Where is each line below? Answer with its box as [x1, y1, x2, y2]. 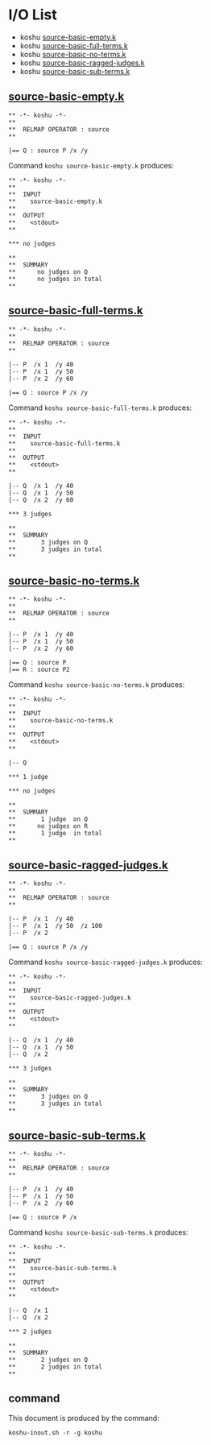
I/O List [8, 6, 58, 24]
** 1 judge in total [8, 830, 103, 838]
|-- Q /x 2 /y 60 [8, 495, 74, 504]
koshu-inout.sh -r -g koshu [8, 1428, 103, 1437]
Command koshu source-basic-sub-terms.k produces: [8, 1228, 188, 1237]
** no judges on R [8, 822, 89, 830]
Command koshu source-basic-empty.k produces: [8, 160, 175, 170]
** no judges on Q [8, 267, 89, 275]
